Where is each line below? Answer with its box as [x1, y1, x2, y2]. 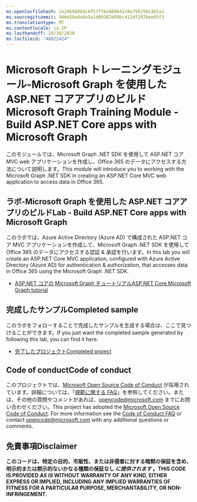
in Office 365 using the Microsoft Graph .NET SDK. [6, 267, 129, 274]
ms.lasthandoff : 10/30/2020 [6, 31, 75, 36]
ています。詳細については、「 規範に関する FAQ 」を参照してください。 [6, 389, 173, 396]
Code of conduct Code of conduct [6, 365, 132, 375]
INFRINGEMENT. [6, 491, 48, 498]
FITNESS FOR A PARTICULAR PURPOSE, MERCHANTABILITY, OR [6, 484, 167, 491]
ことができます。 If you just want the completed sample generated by [16, 329, 183, 336]
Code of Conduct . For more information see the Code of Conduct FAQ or [6, 410, 182, 417]
